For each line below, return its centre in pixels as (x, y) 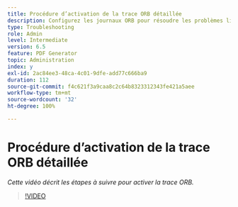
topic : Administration (41, 60)
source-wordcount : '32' (42, 100)
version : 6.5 (27, 47)
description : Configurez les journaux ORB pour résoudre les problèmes (115, 21)
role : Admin (25, 34)
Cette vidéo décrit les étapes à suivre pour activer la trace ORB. (101, 182)
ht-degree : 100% (31, 106)
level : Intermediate (38, 40)
